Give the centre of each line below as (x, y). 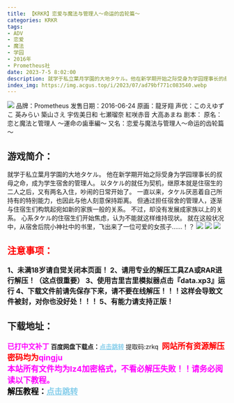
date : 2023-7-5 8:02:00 (42, 72)
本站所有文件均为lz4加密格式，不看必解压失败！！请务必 (111, 369)
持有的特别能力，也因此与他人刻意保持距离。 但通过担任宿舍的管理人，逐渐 (115, 200)
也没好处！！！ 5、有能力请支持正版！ (111, 301)
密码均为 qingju (35, 357)
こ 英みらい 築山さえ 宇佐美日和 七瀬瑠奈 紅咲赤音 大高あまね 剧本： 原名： (115, 115)
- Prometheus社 (29, 66)
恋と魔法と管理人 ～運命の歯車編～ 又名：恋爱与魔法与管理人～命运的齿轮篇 (116, 124)
